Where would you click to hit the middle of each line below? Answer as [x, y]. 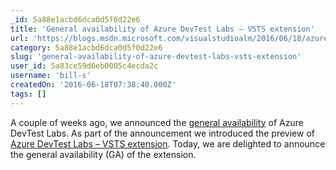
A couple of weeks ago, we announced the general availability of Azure [157, 122]
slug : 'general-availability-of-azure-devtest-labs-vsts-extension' [156, 57]
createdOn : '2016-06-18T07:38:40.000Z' [93, 85]
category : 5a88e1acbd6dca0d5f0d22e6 [86, 47]
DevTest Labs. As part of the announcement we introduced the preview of [162, 133]
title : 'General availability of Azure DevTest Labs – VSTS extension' [162, 29]
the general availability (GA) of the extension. [103, 154]
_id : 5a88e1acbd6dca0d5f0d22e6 [75, 19]
